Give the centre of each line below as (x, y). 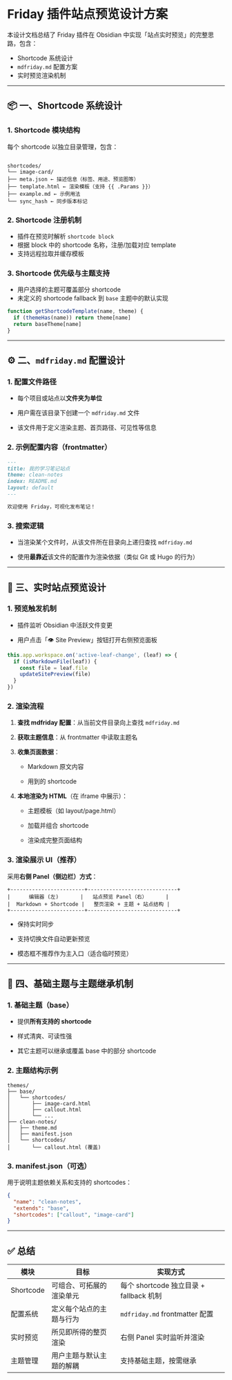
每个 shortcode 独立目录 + (163, 1286)
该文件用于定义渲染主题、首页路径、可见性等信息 (87, 428)
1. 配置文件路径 (32, 382)
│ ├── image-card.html (49, 1104)
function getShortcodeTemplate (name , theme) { (75, 311)
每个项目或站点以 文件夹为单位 (59, 398)
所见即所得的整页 (79, 1332)
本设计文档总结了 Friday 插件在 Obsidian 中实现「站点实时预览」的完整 (108, 35)
